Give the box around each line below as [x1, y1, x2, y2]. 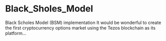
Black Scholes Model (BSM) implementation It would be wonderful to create [5, 19, 161, 25]
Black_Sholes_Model [5, 3, 93, 14]
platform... [5, 30, 26, 36]
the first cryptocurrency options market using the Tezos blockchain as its [5, 24, 156, 30]
